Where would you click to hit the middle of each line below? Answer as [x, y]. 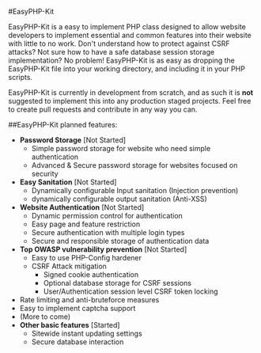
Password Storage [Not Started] [73, 140]
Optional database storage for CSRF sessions [117, 283]
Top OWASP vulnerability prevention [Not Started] [103, 249]
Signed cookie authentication [91, 275]
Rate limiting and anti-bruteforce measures [89, 300]
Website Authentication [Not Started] [82, 207]
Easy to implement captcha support [78, 308]
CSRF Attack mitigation [69, 266]
